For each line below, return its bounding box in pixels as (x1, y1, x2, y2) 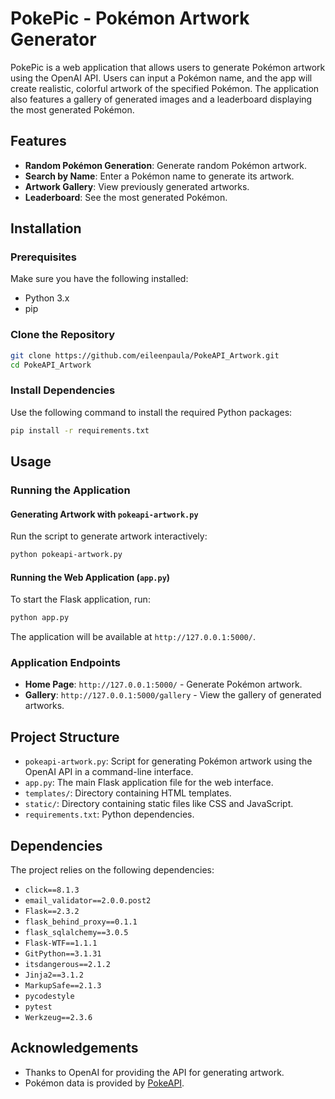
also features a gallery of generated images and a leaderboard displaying (10, 93, 313, 105)
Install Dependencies (10, 383, 116, 397)
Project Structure (10, 728, 120, 746)
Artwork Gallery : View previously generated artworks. (24, 180, 250, 192)
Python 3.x (24, 292, 70, 304)
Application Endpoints (10, 656, 121, 670)
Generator (10, 28, 97, 51)
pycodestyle (24, 992, 75, 1002)
